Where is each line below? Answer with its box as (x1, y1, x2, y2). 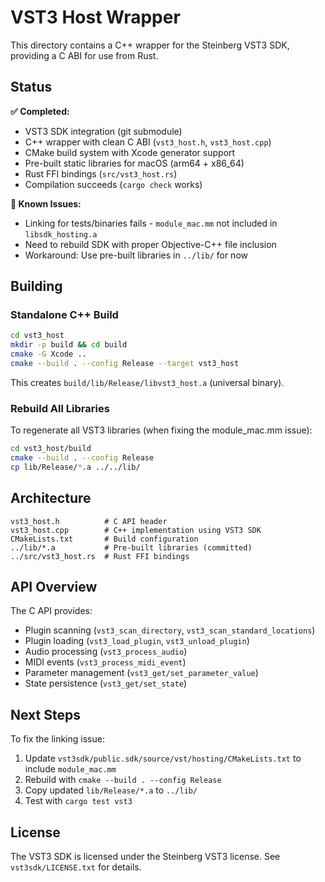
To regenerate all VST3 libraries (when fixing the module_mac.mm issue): (10, 424, 313, 436)
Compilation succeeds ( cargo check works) (24, 178, 203, 190)
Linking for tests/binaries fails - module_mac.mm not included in (24, 217, 278, 229)
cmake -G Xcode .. (10, 349, 87, 360)
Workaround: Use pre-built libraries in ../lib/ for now (24, 249, 248, 261)
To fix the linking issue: (10, 733, 105, 745)
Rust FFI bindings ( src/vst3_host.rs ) (24, 167, 178, 180)
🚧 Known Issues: (10, 197, 82, 210)
